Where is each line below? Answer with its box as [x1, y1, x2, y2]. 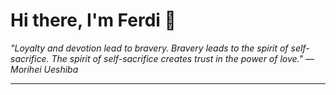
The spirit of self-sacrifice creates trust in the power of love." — [51, 52, 315, 64]
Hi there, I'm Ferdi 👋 [10, 9, 177, 32]
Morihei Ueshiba [10, 63, 79, 75]
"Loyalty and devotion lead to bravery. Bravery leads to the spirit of [10, 42, 289, 54]
